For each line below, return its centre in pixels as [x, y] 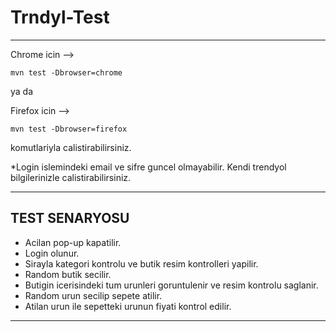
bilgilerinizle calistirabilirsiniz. [71, 177]
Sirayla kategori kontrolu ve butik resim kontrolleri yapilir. [141, 263]
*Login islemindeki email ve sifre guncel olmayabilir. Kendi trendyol [148, 167]
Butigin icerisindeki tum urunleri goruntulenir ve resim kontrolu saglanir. [171, 285]
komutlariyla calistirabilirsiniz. [71, 147]
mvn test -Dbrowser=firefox [69, 129]
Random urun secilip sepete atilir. [93, 295]
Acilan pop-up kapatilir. [73, 242]
